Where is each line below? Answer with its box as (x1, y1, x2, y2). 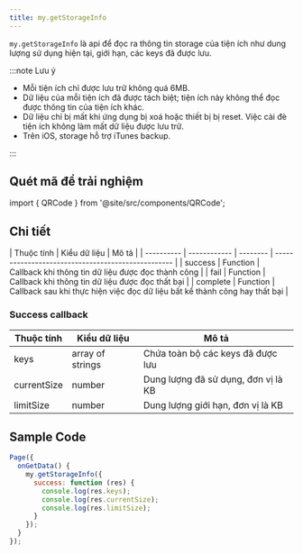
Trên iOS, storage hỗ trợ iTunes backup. (22, 130, 171, 141)
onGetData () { (17, 461, 70, 471)
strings (71, 358, 102, 370)
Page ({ (9, 453, 34, 462)
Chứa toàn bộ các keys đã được (142, 347, 278, 359)
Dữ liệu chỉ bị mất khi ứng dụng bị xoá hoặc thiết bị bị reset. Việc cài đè (22, 111, 287, 122)
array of (71, 347, 106, 359)
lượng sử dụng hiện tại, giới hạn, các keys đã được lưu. (9, 47, 212, 59)
